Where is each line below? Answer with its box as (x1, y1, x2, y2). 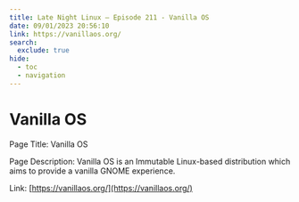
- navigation (17, 71, 66, 80)
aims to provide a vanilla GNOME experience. (9, 166, 176, 176)
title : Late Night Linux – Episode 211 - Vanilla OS (9, 12, 210, 22)
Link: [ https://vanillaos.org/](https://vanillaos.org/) (9, 182, 194, 193)
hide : (9, 54, 29, 63)
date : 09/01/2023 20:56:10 (9, 21, 110, 30)
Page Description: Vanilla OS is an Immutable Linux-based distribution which (9, 156, 291, 166)
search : (9, 37, 38, 47)
